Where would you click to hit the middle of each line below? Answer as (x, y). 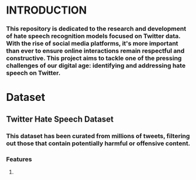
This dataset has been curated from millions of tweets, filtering (98, 136)
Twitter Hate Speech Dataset (60, 119)
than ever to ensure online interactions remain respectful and (95, 51)
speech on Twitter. (33, 73)
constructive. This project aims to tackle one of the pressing (94, 58)
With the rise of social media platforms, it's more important (92, 44)
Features (19, 159)
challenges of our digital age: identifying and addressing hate (96, 66)
